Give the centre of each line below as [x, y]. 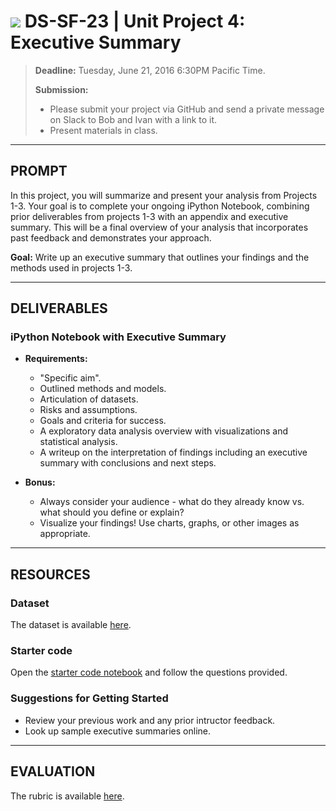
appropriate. [65, 534]
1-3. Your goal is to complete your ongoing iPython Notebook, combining [160, 206]
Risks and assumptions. [88, 410]
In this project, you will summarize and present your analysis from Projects [164, 195]
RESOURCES [50, 574]
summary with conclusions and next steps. [128, 463]
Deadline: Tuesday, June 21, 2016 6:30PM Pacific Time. [150, 70]
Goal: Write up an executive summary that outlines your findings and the [160, 257]
